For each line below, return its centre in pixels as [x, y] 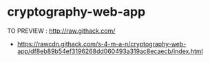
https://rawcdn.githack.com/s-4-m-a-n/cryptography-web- [102, 44]
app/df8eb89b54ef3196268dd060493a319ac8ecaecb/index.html [110, 51]
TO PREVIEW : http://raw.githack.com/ [61, 31]
